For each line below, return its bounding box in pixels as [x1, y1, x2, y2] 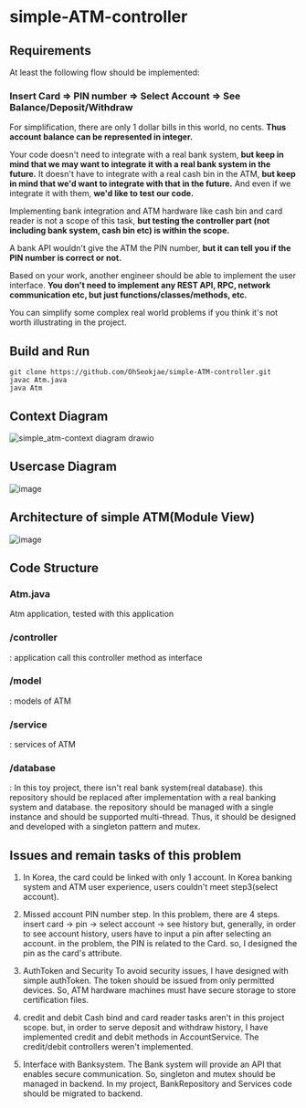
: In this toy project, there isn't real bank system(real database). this [9, 782, 263, 793]
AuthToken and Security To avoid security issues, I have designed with [22, 966, 290, 977]
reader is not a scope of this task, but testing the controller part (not [9, 215, 270, 226]
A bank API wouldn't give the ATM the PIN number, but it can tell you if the [9, 243, 291, 254]
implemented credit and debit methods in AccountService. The [22, 1031, 259, 1042]
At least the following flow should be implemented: [9, 67, 200, 78]
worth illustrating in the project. [9, 317, 127, 328]
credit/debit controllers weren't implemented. [22, 1041, 194, 1052]
